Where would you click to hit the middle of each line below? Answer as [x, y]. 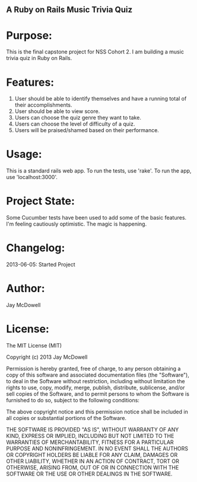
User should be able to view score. [57, 111]
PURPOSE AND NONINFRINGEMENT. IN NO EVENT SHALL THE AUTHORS [97, 448]
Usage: [24, 154]
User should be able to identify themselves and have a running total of [101, 99]
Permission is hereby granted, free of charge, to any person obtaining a [93, 368]
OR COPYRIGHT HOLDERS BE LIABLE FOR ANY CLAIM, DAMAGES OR [92, 455]
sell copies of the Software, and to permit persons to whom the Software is [98, 394]
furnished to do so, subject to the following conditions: [73, 400]
